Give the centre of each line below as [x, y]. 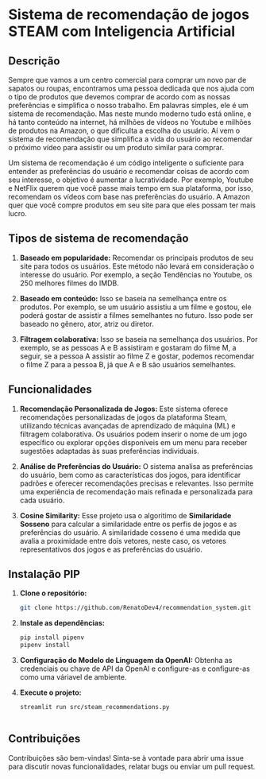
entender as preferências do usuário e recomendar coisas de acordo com [129, 171]
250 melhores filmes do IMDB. [69, 283]
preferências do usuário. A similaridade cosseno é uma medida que [130, 532]
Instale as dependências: [62, 623]
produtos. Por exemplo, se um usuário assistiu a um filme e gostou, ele [135, 307]
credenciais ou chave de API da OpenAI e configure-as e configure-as [135, 669]
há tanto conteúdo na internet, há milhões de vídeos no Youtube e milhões [130, 122]
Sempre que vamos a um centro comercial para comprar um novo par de [127, 80]
